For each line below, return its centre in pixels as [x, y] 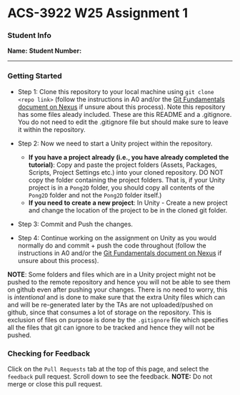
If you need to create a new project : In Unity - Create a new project [128, 202]
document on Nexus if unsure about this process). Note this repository [121, 107]
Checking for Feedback [49, 353]
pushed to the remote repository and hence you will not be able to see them [119, 282]
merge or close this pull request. [55, 384]
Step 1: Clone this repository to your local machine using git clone [116, 91]
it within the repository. [51, 129]
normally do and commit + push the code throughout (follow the [112, 245]
